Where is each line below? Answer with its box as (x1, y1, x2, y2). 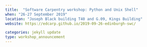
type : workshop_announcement (5, 35, 65, 40)
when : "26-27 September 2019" (5, 12, 68, 17)
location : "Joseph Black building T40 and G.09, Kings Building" (5, 16, 143, 21)
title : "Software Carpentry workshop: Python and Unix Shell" (5, 7, 139, 12)
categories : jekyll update (5, 30, 61, 35)
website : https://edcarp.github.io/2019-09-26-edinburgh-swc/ (5, 21, 136, 26)
